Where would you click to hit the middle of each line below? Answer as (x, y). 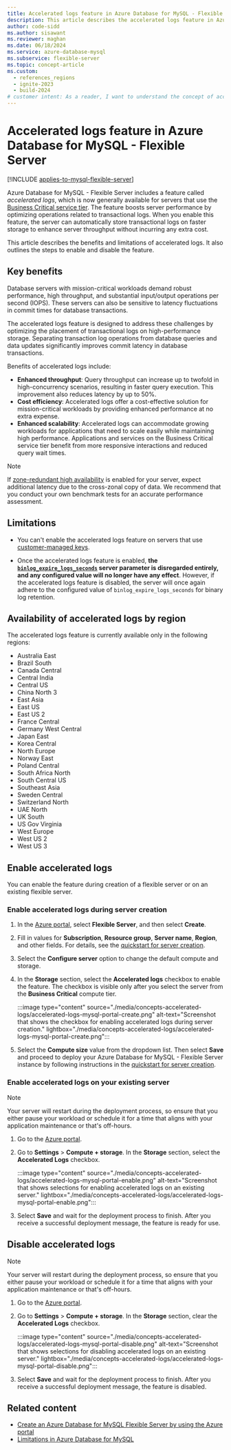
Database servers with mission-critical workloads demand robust (99, 288)
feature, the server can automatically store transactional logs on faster (107, 222)
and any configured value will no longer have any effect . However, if (115, 575)
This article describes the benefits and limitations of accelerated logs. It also (115, 243)
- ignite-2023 (33, 84)
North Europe (36, 751)
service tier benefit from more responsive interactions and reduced (112, 445)
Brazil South (34, 663)
